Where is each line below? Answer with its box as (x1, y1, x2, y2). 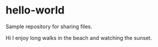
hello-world (5, 4, 65, 17)
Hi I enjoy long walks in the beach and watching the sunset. (5, 34, 152, 41)
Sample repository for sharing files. (5, 23, 93, 30)
